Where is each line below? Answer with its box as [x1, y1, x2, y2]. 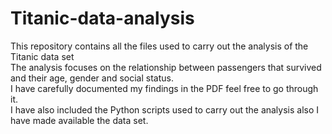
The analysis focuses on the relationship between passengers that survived [10, 61, 322, 73]
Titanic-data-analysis [10, 7, 195, 30]
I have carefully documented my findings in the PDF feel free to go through [10, 82, 319, 94]
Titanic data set [10, 50, 75, 62]
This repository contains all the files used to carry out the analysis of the [10, 40, 309, 52]
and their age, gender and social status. [10, 72, 174, 84]
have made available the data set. [10, 114, 149, 126]
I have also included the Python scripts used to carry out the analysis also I [10, 103, 320, 116]
